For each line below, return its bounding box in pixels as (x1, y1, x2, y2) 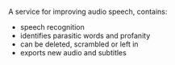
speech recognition (19, 22, 85, 31)
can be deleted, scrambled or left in (19, 39, 139, 49)
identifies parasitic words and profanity (19, 31, 151, 40)
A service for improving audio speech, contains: (8, 7, 168, 16)
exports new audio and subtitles (19, 48, 127, 57)
